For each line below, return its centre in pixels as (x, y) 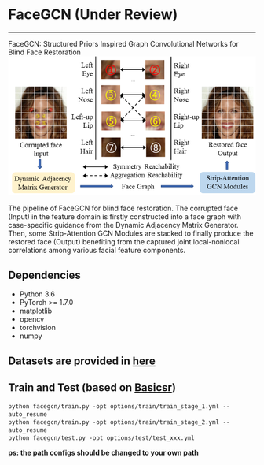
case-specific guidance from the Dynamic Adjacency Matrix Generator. (123, 225)
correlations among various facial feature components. (97, 251)
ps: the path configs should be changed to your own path (103, 453)
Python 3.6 (37, 294)
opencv (32, 319)
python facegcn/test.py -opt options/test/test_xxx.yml (101, 438)
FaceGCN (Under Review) (93, 15)
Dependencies (44, 275)
